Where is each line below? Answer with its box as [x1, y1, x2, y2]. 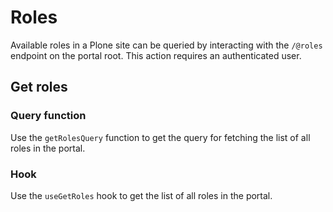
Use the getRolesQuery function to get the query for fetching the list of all [10, 131, 311, 143]
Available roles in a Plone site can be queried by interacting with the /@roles [10, 39, 323, 51]
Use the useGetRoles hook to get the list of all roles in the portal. [10, 189, 273, 201]
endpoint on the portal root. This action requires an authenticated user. [10, 49, 302, 61]
